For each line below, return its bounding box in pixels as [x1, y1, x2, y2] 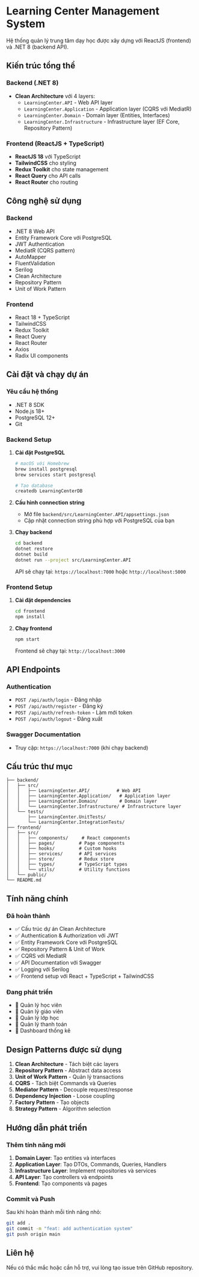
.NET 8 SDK [14, 401, 44, 408]
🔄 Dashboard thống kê [14, 1027, 71, 1034]
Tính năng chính [6, 894, 69, 904]
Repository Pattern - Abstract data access [14, 1067, 121, 1074]
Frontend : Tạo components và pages [14, 1180, 107, 1187]
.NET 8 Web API [14, 227, 55, 235]
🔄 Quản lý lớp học [14, 1014, 60, 1022]
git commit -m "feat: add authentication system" [6, 1226, 133, 1232]
